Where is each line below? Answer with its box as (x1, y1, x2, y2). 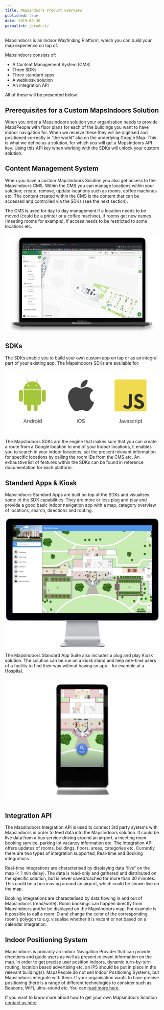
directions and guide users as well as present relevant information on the (5, 954, 152, 960)
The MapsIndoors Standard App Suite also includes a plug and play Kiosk (5, 653, 153, 658)
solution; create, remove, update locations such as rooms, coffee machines (5, 188, 157, 193)
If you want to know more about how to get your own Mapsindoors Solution (5, 994, 157, 1000)
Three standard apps (12, 72, 55, 78)
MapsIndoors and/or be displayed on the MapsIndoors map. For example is (5, 906, 157, 912)
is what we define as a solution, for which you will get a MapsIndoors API (5, 140, 153, 146)
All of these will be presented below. (5, 92, 78, 98)
